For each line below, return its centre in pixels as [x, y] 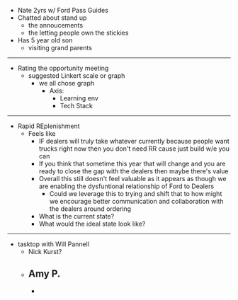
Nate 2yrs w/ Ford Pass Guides [63, 10]
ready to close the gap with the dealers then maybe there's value [134, 171]
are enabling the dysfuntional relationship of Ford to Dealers [126, 186]
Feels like [42, 133]
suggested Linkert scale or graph [76, 76]
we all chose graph [67, 83]
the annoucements [56, 25]
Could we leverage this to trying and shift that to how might [136, 194]
